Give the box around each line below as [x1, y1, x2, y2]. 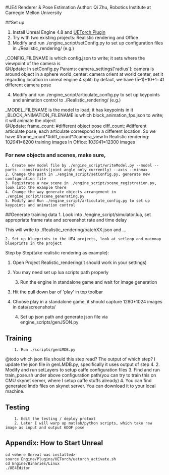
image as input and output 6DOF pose [5, 425, 85, 430]
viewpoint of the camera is [5, 61, 61, 66]
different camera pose [5, 82, 51, 88]
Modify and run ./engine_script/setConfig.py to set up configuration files [12, 40, 163, 46]
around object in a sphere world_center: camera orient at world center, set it [5, 71, 163, 77]
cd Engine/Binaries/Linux [5, 461, 60, 466]
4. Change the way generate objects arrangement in [5, 189, 116, 195]
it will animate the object [5, 118, 56, 123]
